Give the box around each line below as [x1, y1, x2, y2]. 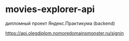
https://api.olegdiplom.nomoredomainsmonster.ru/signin [5, 30, 124, 36]
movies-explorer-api [5, 4, 95, 15]
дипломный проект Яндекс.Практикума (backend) [5, 20, 115, 26]
